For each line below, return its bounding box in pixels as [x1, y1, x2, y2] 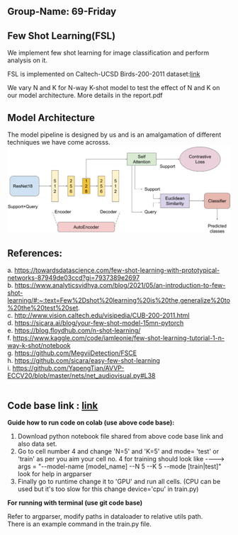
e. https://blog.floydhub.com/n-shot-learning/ [7, 326, 141, 335]
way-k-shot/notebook [7, 342, 71, 350]
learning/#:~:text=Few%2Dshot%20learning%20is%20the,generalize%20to [7, 296, 230, 305]
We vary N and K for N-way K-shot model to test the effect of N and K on [7, 84, 220, 92]
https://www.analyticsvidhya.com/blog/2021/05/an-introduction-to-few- [14, 281, 226, 290]
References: [7, 247, 62, 259]
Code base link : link [7, 400, 98, 412]
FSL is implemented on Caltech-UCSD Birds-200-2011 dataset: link [7, 70, 200, 79]
